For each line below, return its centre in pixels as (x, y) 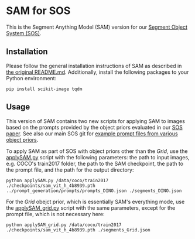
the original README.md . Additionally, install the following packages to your (97, 72)
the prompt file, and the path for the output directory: (70, 170)
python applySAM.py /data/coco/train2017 (57, 180)
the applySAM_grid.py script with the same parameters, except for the (91, 208)
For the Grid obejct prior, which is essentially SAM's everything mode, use (95, 202)
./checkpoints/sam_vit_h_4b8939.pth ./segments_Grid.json (78, 230)
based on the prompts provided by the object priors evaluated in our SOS (94, 127)
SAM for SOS (38, 11)
